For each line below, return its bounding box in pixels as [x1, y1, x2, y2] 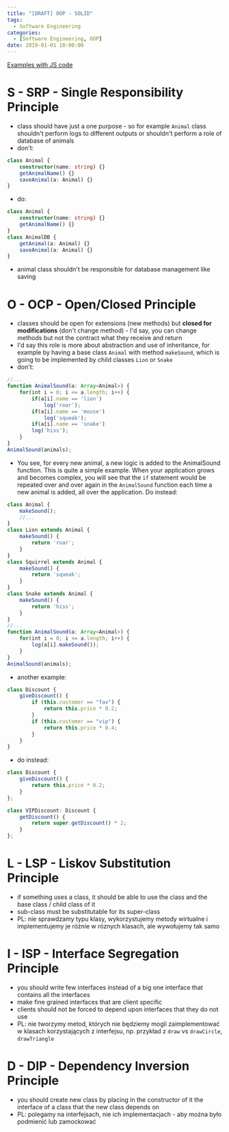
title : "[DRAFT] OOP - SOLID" [7, 10, 94, 17]
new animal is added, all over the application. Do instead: [16, 487, 178, 496]
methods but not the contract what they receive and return [16, 334, 183, 342]
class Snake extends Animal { [7, 590, 94, 597]
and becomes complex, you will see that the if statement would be [16, 473, 206, 481]
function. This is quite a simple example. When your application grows [16, 466, 215, 474]
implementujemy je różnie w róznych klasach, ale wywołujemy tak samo [16, 922, 220, 930]
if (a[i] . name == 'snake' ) [31, 421, 106, 428]
